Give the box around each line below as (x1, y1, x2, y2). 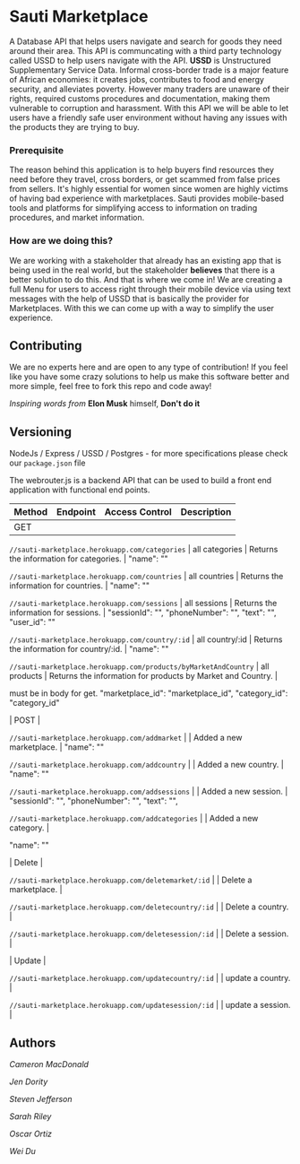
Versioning (9, 424, 72, 439)
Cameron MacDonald (9, 1058, 90, 1069)
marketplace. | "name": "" (9, 742, 105, 752)
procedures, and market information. (9, 213, 145, 223)
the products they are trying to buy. (9, 121, 141, 132)
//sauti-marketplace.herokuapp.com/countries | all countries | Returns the (9, 571, 284, 582)
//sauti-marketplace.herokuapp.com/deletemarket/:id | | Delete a (9, 874, 253, 885)
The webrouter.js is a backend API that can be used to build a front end (9, 475, 272, 486)
